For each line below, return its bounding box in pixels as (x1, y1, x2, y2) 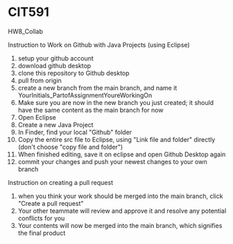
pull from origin (17, 76, 62, 84)
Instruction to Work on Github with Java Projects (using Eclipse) (8, 40, 190, 49)
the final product (17, 229, 66, 237)
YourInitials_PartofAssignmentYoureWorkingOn (17, 91, 153, 99)
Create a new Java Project (17, 120, 94, 129)
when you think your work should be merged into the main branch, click (17, 192, 223, 200)
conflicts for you (17, 213, 65, 222)
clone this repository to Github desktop (17, 69, 130, 77)
